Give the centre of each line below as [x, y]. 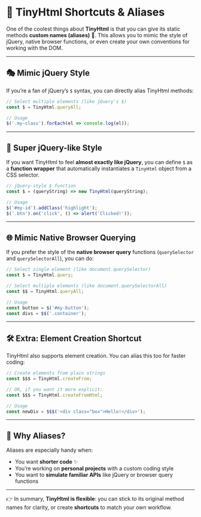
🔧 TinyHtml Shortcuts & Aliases [86, 12]
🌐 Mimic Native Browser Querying [71, 238]
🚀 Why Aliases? [36, 436]
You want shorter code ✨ [46, 462]
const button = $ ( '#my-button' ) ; [48, 308]
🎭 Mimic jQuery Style [48, 73]
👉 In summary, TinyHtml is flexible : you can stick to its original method [95, 499]
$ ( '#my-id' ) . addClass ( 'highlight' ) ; [52, 208]
